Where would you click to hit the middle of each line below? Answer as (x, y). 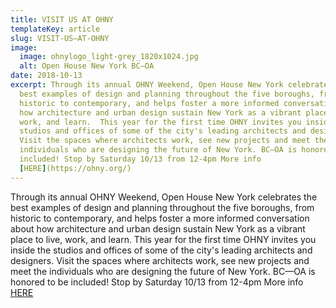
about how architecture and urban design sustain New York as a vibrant (158, 228)
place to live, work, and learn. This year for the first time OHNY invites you (163, 239)
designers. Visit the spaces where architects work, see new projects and (160, 260)
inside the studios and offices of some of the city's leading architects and (161, 250)
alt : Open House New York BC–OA (87, 66)
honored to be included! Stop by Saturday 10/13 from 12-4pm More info (157, 282)
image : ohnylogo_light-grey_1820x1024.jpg (109, 57)
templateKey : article (55, 29)
